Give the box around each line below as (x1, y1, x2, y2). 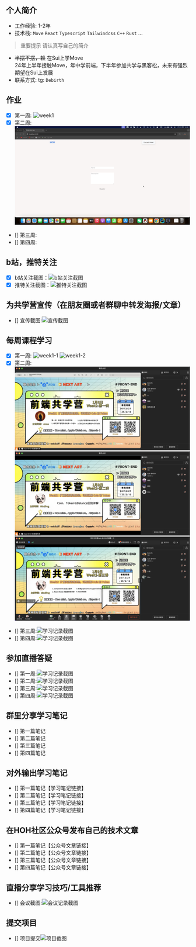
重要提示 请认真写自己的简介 (20, 42, 89, 49)
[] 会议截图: (14, 899, 42, 906)
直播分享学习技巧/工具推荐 (6, 883, 101, 893)
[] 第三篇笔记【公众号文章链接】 (14, 856, 92, 864)
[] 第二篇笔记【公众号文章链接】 (14, 849, 92, 856)
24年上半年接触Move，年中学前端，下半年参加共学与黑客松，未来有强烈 (14, 61, 188, 68)
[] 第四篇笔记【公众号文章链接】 (14, 864, 92, 871)
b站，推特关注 (6, 257, 57, 267)
